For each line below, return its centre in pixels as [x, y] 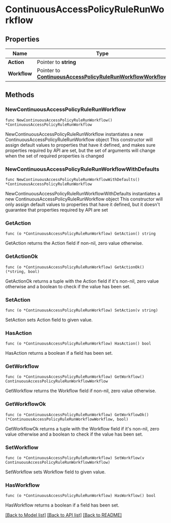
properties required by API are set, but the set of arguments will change [80, 150]
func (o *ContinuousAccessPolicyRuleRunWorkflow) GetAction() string [81, 234]
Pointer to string [56, 62]
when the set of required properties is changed [55, 156]
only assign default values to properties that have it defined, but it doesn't [83, 204]
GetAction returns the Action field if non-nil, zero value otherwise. [74, 243]
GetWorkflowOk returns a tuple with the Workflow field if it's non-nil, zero [82, 428]
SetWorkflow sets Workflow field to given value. [55, 472]
